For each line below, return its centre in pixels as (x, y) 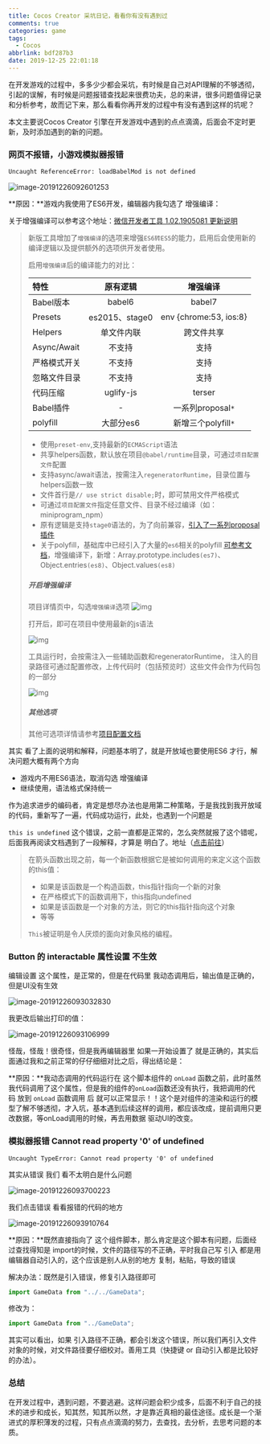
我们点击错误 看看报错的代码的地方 (65, 1207)
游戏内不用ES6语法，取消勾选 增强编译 (84, 777)
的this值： (45, 869)
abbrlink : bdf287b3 (41, 53)
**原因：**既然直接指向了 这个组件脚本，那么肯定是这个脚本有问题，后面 (129, 1240)
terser (204, 392)
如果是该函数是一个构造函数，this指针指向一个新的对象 (131, 886)
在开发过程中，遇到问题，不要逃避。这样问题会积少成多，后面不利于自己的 (131, 1402)
